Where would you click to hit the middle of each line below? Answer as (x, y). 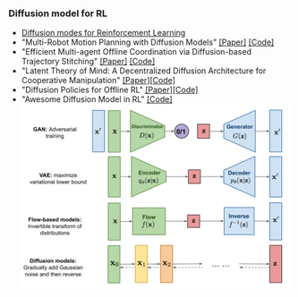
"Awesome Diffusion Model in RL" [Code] (97, 99)
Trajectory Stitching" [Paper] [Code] (88, 62)
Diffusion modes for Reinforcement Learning (103, 33)
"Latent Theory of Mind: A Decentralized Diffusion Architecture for (144, 71)
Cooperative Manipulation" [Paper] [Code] (98, 81)
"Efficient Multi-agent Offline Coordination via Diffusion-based (136, 52)
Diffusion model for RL (58, 13)
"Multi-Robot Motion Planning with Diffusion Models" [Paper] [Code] (148, 42)
